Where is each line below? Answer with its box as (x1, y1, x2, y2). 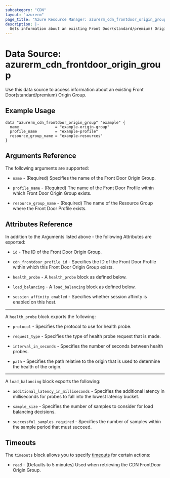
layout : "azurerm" (5, 12, 44, 17)
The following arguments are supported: (5, 165, 90, 171)
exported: (5, 239, 26, 245)
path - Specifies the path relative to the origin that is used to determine (12, 358, 160, 364)
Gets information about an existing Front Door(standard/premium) (10, 26, 153, 31)
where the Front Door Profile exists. (12, 205, 87, 211)
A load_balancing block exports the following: (5, 378, 101, 384)
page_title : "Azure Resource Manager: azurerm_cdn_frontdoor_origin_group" (5, 17, 168, 22)
